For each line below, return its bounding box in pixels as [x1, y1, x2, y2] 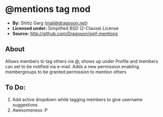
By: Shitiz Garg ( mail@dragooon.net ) [12, 20, 88, 26]
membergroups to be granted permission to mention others [5, 69, 127, 75]
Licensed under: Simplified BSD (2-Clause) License [12, 25, 119, 31]
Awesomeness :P [12, 107, 48, 113]
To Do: [5, 83, 26, 92]
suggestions [12, 102, 38, 108]
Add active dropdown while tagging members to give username [12, 96, 143, 103]
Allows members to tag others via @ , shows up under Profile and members [5, 58, 159, 64]
